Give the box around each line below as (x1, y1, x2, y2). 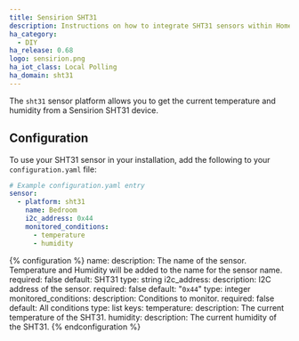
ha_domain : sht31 (9, 71, 74, 80)
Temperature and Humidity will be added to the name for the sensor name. (9, 264, 283, 275)
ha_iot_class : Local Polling (9, 63, 117, 72)
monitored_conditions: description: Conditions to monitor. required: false (9, 293, 275, 304)
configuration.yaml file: (9, 164, 97, 175)
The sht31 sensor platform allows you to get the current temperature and (9, 95, 276, 106)
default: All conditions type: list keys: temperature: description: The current (9, 302, 285, 313)
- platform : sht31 (17, 198, 86, 207)
